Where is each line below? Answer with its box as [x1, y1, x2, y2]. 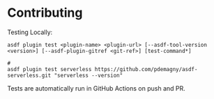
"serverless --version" [54, 72, 123, 79]
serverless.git [7, 72, 52, 79]
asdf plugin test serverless [7, 66, 92, 73]
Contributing [7, 5, 83, 21]
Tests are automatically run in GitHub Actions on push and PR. [7, 84, 186, 92]
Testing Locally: [7, 28, 53, 36]
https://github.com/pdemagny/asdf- [94, 66, 198, 73]
